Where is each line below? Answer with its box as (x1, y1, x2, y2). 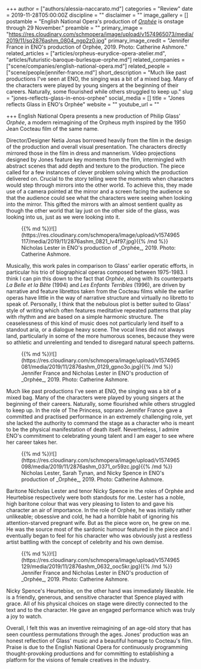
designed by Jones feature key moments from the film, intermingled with (6, 156, 186, 163)
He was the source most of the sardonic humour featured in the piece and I (6, 525, 192, 533)
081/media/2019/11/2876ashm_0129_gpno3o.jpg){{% (21, 363, 151, 370)
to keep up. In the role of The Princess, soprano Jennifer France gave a (6, 407, 182, 414)
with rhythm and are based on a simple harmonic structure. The (6, 313, 164, 320)
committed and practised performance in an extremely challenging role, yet (6, 413, 193, 420)
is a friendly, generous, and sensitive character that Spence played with (6, 594, 184, 601)
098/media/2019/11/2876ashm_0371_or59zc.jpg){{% (21, 463, 151, 470)
